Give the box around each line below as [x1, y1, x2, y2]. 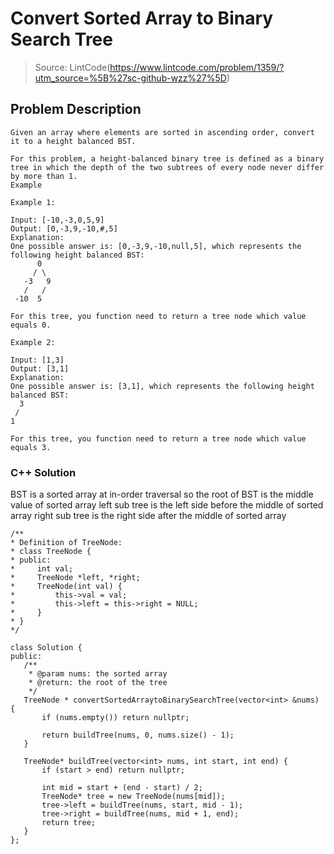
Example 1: [10, 197, 56, 207]
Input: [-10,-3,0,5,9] [10, 215, 105, 225]
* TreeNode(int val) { [10, 582, 123, 592]
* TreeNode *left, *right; [10, 573, 141, 583]
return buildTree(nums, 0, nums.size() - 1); [41, 730, 235, 741]
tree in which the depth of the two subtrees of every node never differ [10, 162, 325, 172]
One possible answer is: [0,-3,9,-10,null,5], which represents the [10, 241, 302, 251]
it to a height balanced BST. [10, 136, 137, 146]
